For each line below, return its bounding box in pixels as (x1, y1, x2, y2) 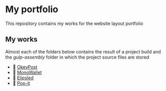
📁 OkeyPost (12, 64, 38, 70)
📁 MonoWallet (12, 69, 42, 75)
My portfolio (5, 4, 59, 15)
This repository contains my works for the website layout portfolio (5, 20, 144, 26)
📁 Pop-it (12, 80, 31, 86)
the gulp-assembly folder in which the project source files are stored (5, 54, 149, 60)
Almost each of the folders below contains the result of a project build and (5, 48, 161, 54)
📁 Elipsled (12, 75, 34, 81)
